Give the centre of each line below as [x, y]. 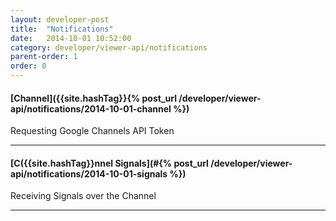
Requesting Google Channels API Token [92, 131]
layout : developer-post [60, 19]
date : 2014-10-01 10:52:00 [71, 38]
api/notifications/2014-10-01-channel [91, 108]
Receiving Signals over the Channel [83, 196]
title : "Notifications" [62, 29]
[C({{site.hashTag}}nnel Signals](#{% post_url [109, 163]
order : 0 [28, 66]
